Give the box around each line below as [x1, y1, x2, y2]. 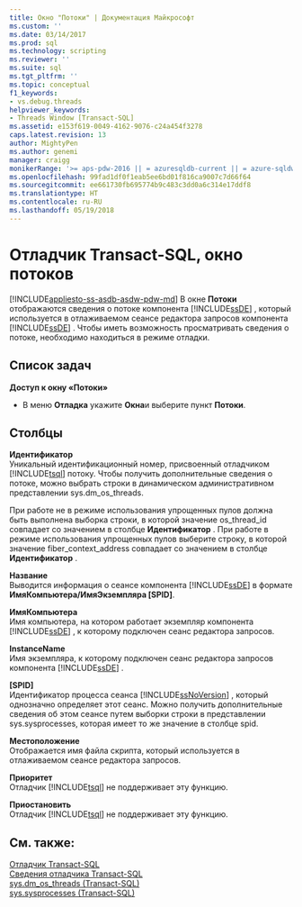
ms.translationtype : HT [9, 189, 99, 198]
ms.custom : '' [9, 22, 63, 31]
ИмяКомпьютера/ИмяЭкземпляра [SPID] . [9, 589, 175, 600]
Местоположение [9, 736, 80, 747]
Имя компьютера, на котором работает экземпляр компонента [9, 616, 254, 627]
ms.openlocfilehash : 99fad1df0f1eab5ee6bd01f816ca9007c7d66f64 [9, 172, 252, 181]
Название [9, 570, 48, 581]
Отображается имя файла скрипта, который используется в [9, 745, 240, 757]
